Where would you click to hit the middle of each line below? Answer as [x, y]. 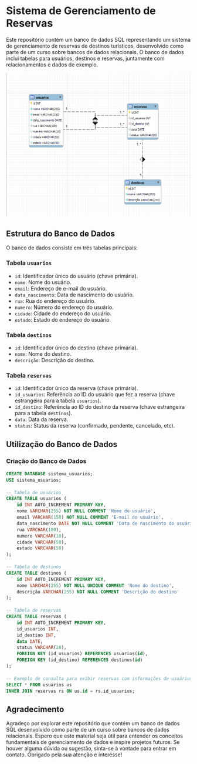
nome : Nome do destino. [43, 353]
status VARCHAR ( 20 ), [42, 648]
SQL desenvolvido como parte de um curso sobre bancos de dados [88, 730]
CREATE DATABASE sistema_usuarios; [50, 474]
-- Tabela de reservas [34, 610]
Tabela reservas [29, 375]
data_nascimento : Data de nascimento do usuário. [74, 295]
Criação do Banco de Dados [46, 461]
